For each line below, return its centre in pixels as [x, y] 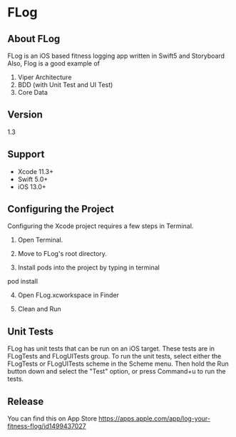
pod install [22, 282]
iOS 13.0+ [32, 187]
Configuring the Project [61, 209]
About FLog [34, 39]
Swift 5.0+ [33, 179]
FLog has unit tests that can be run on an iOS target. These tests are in [111, 349]
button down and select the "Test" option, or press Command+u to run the [117, 371]
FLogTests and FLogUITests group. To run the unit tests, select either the [114, 356]
